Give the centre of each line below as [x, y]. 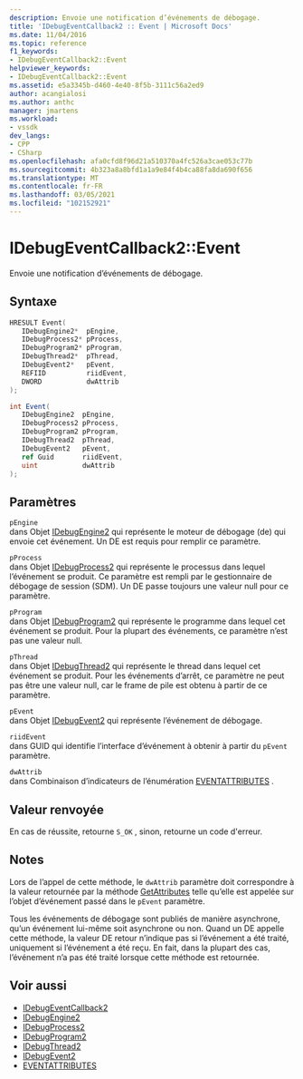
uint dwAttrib [68, 465]
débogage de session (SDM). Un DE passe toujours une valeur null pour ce [149, 587]
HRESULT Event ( [38, 323]
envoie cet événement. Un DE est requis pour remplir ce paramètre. [135, 541]
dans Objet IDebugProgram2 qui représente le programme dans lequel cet [147, 621]
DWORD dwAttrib [70, 382]
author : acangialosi [48, 93]
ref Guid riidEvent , [72, 457]
